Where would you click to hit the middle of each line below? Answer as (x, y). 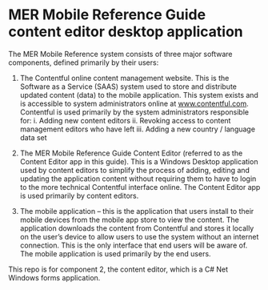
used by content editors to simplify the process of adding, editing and (135, 170)
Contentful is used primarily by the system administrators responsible (134, 112)
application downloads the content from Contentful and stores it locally (137, 228)
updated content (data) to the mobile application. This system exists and (139, 95)
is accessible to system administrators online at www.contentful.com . (134, 103)
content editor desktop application (126, 32)
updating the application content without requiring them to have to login (138, 179)
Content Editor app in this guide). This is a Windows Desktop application (139, 161)
